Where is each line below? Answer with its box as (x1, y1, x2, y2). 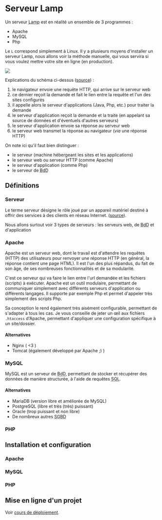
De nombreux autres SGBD (12, 413, 67, 419)
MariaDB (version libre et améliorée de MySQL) (12, 398, 107, 404)
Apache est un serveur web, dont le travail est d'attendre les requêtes (5, 250, 145, 256)
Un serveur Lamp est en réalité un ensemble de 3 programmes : (5, 19, 133, 25)
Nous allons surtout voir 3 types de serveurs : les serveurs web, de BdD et (5, 222, 154, 228)
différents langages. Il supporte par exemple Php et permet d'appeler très (5, 290, 153, 296)
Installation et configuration (5, 441, 91, 449)
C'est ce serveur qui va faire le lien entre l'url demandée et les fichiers (5, 275, 146, 281)
